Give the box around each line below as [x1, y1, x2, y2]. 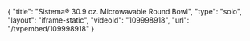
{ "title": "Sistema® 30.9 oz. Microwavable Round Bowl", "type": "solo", [7, 7, 242, 16]
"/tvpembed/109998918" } [7, 24, 95, 33]
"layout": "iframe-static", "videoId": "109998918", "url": [7, 15, 190, 25]
